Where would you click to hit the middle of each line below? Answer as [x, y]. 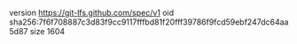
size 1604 [47, 31]
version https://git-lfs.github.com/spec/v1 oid [92, 13]
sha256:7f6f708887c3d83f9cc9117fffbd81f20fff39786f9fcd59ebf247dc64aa [149, 22]
